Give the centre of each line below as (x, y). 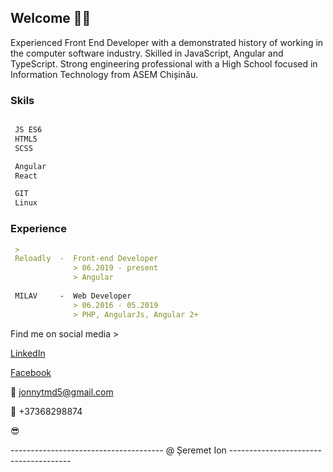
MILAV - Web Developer (73, 296)
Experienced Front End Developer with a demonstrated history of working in (167, 42)
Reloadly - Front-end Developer (86, 259)
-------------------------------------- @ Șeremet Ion (118, 450)
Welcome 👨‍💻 (51, 18)
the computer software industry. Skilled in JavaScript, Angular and (147, 53)
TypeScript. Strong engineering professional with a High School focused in (164, 63)
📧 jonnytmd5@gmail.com (62, 392)
